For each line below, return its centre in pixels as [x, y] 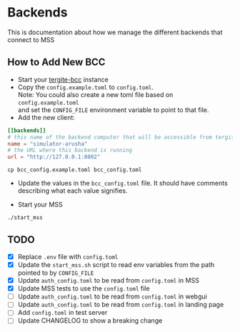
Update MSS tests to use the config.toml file [84, 288]
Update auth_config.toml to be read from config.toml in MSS [109, 281]
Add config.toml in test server [62, 313]
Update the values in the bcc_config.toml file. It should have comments [123, 183]
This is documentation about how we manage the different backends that [115, 32]
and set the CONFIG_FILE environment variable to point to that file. [113, 110]
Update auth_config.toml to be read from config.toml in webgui [112, 296]
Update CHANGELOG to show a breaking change [90, 321]
